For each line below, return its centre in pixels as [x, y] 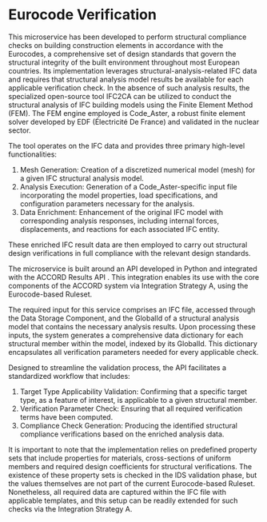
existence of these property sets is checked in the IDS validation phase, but [133, 475]
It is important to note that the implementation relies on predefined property [133, 449]
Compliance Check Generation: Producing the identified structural [129, 425]
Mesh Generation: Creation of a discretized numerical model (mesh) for [137, 169]
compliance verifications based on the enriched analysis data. [122, 434]
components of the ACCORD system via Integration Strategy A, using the [128, 285]
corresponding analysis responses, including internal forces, [120, 221]
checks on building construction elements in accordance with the [116, 45]
